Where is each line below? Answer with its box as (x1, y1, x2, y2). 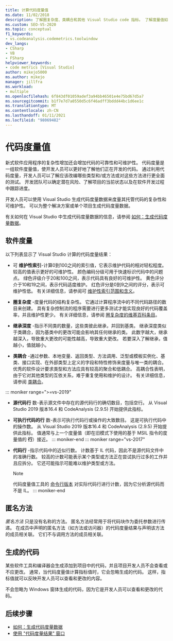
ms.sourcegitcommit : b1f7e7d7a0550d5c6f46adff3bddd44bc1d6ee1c (5, 98, 144, 103)
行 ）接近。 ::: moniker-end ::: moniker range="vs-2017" (27, 436, 145, 442)
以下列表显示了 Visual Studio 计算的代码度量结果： (5, 251, 112, 257)
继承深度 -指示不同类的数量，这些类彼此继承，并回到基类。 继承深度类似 (12, 322, 167, 328)
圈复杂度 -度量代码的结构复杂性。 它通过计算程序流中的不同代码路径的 (12, 299, 162, 305)
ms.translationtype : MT (5, 103, 57, 109)
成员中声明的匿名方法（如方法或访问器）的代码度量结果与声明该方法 (20, 525, 165, 531)
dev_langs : (5, 41, 29, 46)
